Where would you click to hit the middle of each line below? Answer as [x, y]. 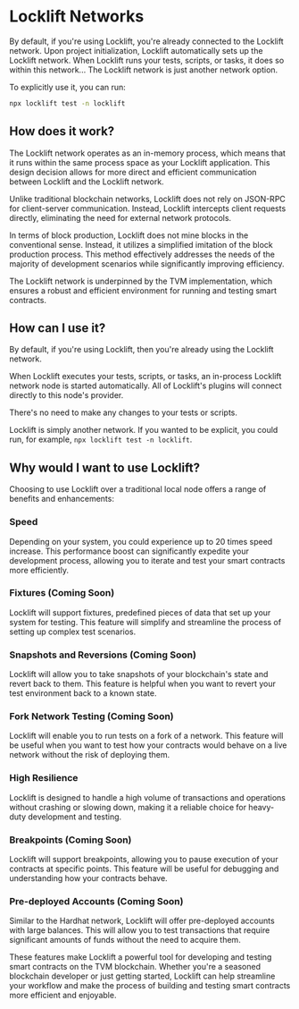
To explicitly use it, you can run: [68, 87]
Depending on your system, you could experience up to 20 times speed [141, 541]
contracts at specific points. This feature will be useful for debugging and [144, 869]
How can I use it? [58, 328]
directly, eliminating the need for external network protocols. [120, 217]
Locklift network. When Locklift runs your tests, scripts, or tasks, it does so [147, 60]
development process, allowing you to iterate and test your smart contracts [147, 560]
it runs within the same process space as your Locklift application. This [140, 162]
